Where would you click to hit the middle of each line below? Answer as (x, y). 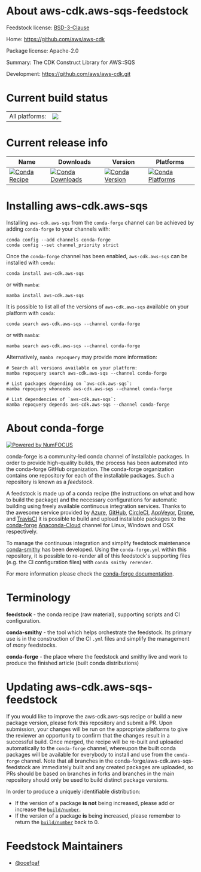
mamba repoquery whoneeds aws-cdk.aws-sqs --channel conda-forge (89, 389)
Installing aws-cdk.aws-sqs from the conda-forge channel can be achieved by (100, 222)
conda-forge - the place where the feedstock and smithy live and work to (97, 656)
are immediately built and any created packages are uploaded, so (113, 767)
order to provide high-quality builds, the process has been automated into (97, 463)
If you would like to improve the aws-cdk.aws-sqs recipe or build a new (94, 716)
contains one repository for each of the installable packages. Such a (90, 475)
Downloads (74, 161)
